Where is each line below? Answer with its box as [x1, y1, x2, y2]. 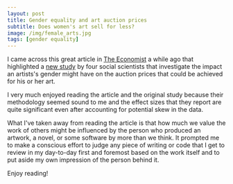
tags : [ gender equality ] [7, 36, 79, 43]
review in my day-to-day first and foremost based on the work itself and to [7, 149, 220, 157]
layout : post [7, 10, 45, 17]
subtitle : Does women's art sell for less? [7, 23, 135, 30]
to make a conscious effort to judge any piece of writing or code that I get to [7, 141, 225, 149]
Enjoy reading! [7, 169, 49, 178]
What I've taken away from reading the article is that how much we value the [7, 119, 226, 127]
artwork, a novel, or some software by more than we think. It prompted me [7, 133, 220, 142]
